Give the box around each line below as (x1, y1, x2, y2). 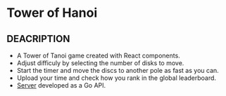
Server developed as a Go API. (16, 81, 106, 89)
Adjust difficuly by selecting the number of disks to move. (16, 59, 184, 67)
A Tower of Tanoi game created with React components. (16, 51, 180, 60)
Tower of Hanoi (6, 5, 98, 21)
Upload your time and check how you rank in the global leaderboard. (16, 74, 216, 82)
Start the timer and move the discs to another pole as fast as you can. (16, 67, 219, 74)
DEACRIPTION (6, 33, 70, 45)
